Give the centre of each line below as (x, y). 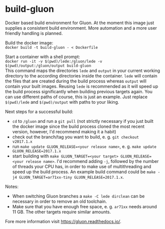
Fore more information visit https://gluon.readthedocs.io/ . (63, 221)
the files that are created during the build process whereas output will (76, 81)
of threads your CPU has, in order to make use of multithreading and (82, 166)
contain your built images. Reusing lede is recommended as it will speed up (82, 86)
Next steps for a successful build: (39, 112)
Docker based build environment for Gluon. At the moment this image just (80, 23)
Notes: (12, 187)
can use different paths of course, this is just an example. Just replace (76, 97)
